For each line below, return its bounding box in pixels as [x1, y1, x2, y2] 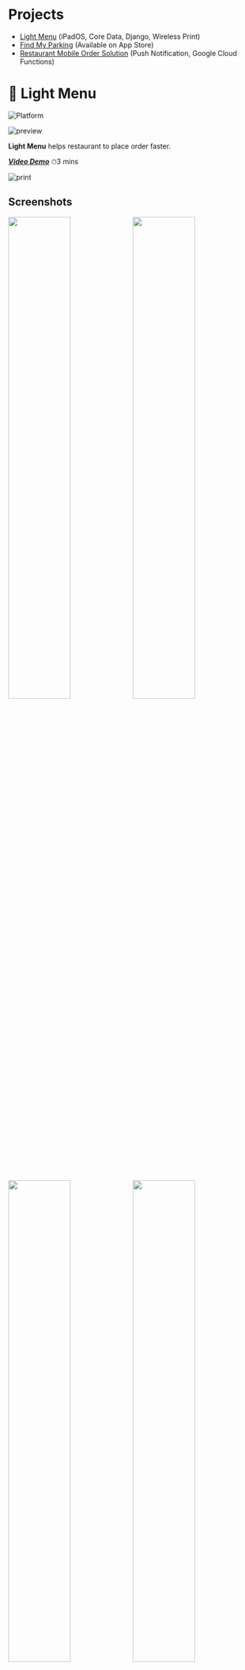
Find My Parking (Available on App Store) [19, 40, 154, 49]
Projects [8, 6, 65, 24]
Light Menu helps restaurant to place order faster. [8, 141, 171, 151]
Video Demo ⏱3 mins [8, 156, 79, 166]
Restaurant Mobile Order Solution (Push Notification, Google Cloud [19, 48, 237, 58]
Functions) [19, 57, 55, 66]
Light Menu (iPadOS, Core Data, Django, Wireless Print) [19, 32, 201, 41]
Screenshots [8, 195, 73, 209]
